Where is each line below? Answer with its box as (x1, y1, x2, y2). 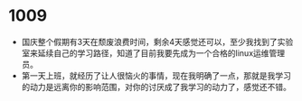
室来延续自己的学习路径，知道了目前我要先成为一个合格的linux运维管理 (21, 47, 286, 59)
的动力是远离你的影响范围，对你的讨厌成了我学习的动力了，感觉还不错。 (21, 81, 291, 92)
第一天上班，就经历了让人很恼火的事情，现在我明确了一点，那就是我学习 (21, 69, 291, 81)
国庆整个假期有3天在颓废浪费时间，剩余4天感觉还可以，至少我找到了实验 (21, 36, 294, 47)
